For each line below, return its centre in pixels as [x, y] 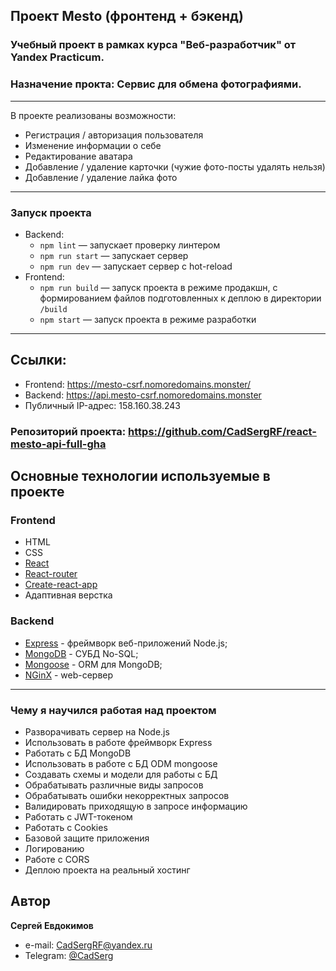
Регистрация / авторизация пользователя [114, 135]
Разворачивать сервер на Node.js [97, 731]
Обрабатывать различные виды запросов [114, 785]
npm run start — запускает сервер [114, 255]
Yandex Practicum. [57, 57]
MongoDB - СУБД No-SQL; [81, 653]
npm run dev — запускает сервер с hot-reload [136, 266]
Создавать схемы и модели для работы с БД [121, 774]
